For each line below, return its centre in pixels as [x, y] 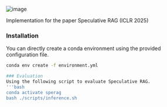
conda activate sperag [34, 92]
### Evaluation [25, 76]
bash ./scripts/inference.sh [42, 98]
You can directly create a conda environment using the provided [83, 49]
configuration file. [27, 55]
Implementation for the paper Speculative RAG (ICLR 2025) [77, 20]
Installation [23, 35]
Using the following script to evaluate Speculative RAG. [78, 82]
